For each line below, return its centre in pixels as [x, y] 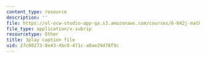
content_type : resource [37, 12]
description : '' [27, 18]
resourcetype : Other [33, 34]
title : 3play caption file [41, 40]
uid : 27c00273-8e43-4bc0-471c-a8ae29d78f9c [63, 46]
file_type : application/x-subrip [49, 29]
